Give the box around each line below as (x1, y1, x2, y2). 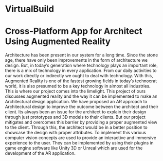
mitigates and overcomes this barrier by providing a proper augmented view (5, 119, 158, 125)
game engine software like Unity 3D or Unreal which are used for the (5, 145, 143, 151)
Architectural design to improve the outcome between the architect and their (5, 104, 159, 110)
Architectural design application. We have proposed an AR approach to (5, 99, 147, 105)
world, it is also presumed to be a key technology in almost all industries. (5, 83, 151, 89)
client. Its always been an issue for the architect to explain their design (5, 109, 146, 115)
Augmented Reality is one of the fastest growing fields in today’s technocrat (5, 78, 157, 84)
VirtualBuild (5, 3, 54, 15)
